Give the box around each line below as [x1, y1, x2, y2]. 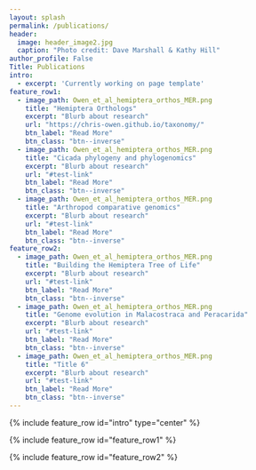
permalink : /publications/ [9, 21, 109, 30]
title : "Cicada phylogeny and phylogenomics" [25, 153, 197, 163]
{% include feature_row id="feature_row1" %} [9, 434, 177, 445]
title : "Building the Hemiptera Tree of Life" [25, 261, 201, 270]
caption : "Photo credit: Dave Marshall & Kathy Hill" [17, 46, 220, 55]
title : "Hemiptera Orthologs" [25, 104, 138, 113]
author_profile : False [9, 54, 93, 63]
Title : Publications [9, 63, 86, 72]
